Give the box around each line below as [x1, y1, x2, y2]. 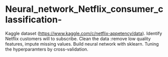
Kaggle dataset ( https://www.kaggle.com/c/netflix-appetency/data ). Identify [5, 30, 162, 36]
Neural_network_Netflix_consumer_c [5, 3, 163, 15]
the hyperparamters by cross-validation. [5, 46, 89, 52]
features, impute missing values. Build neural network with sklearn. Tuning [5, 41, 159, 47]
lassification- [5, 14, 62, 25]
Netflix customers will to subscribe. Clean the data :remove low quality [5, 36, 151, 42]
